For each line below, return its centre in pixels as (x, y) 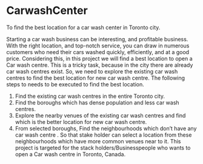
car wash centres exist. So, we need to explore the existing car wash (92, 71)
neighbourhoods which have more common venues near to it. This (98, 141)
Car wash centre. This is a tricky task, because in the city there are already (100, 65)
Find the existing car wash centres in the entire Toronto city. (90, 96)
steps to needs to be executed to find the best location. (75, 84)
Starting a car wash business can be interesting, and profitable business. (97, 39)
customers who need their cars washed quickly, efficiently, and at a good (98, 52)
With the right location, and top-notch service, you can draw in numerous (98, 46)
